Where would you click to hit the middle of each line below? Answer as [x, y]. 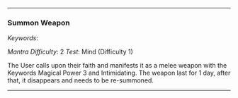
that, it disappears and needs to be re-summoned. [81, 80]
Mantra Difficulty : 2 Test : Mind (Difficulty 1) [70, 52]
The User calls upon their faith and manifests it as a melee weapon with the [117, 66]
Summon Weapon [39, 23]
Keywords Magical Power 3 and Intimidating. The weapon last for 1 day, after [119, 73]
